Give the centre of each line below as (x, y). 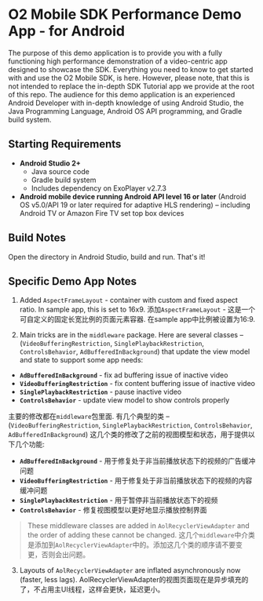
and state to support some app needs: (81, 360)
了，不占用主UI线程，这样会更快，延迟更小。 (92, 589)
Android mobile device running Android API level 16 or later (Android (133, 196)
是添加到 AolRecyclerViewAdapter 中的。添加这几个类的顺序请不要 (131, 545)
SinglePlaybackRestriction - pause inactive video (100, 392)
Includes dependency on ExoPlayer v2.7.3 (99, 188)
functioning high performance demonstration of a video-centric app (118, 61)
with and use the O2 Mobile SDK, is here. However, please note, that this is (129, 78)
